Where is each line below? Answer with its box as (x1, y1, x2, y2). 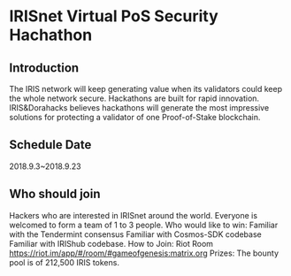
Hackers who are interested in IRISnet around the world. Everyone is (9, 210, 258, 220)
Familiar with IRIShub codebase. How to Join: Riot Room (9, 238, 214, 249)
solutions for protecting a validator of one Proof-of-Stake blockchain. (9, 112, 261, 122)
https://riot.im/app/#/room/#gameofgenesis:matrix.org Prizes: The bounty (9, 248, 280, 258)
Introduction (9, 60, 80, 75)
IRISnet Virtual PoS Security (9, 6, 218, 27)
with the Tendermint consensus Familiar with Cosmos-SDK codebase (9, 228, 263, 240)
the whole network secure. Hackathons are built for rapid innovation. (9, 93, 259, 103)
